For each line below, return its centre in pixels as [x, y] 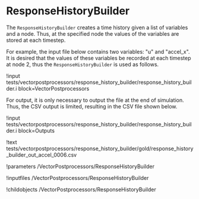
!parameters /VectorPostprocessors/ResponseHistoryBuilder [80, 166]
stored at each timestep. [36, 40]
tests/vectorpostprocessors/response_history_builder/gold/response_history [100, 148]
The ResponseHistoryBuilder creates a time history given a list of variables [97, 27]
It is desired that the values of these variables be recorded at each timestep [99, 58]
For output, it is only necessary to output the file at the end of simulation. [95, 100]
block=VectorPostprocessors [54, 88]
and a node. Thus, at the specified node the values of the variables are [93, 33]
